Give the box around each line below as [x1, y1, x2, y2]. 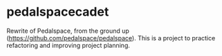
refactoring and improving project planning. [6, 41, 131, 49]
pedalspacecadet [6, 4, 109, 20]
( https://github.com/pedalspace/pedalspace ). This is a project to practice [6, 33, 216, 42]
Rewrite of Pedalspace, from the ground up [6, 27, 129, 35]
